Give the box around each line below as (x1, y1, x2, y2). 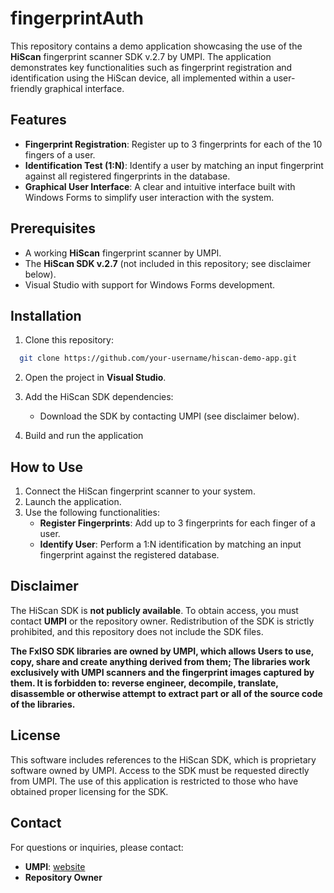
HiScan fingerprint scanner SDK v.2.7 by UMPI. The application (10, 50, 272, 62)
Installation (10, 307, 82, 324)
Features (10, 112, 67, 129)
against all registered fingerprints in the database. (24, 170, 231, 182)
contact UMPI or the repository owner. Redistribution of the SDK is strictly (10, 615, 315, 627)
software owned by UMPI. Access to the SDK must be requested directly (10, 764, 310, 776)
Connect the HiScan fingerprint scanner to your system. (24, 485, 256, 497)
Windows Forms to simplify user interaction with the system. (24, 191, 275, 203)
